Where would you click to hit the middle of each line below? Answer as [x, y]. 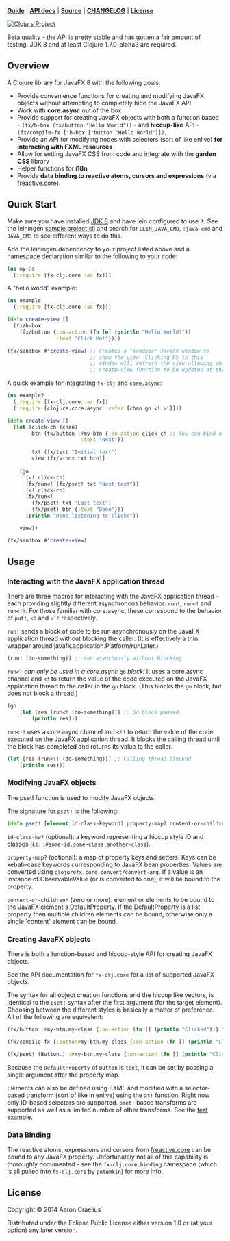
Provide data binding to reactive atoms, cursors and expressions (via [117, 175]
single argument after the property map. [64, 1075]
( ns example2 [26, 396]
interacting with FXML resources [65, 147]
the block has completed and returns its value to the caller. [90, 746]
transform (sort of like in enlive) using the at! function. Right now [118, 1095]
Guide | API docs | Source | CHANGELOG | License [80, 11]
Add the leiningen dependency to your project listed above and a [99, 249]
